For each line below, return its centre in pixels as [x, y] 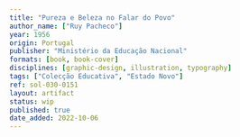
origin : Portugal [42, 43]
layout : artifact [42, 93]
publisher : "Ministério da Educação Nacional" [98, 51]
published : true [40, 110]
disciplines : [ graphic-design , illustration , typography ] [120, 68]
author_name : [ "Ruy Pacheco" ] [66, 26]
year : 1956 [30, 34]
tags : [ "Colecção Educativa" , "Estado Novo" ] [96, 77]
